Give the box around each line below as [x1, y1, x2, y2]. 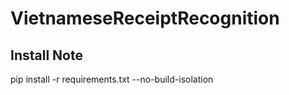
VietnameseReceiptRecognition [10, 7, 280, 30]
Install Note [10, 47, 83, 64]
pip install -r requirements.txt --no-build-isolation [10, 73, 214, 85]
